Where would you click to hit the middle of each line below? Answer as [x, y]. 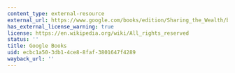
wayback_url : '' [31, 59]
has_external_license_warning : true [60, 26]
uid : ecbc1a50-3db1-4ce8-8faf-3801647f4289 [72, 53]
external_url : [28, 20]
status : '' [23, 40]
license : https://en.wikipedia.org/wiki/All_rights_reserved [98, 33]
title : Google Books [37, 46]
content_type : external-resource [56, 14]
